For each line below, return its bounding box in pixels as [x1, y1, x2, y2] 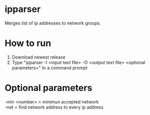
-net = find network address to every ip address [4, 104, 103, 110]
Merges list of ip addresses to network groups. [4, 20, 101, 26]
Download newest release [11, 54, 65, 60]
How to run [4, 37, 51, 49]
